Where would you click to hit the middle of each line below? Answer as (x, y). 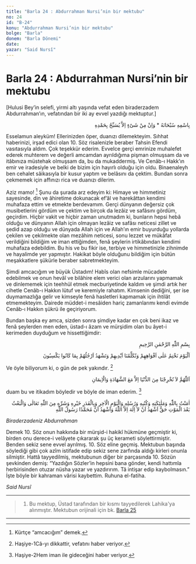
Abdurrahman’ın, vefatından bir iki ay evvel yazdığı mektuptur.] (81, 113)
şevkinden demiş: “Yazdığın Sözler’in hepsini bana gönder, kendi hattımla (94, 463)
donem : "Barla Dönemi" (34, 39)
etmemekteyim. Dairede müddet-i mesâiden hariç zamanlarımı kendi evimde (97, 303)
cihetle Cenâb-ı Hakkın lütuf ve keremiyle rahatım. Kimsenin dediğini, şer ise (98, 290)
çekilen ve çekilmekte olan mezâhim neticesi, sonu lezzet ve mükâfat (89, 235)
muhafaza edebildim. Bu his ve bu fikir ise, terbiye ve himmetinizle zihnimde (97, 248)
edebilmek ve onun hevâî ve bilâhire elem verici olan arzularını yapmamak (94, 278)
